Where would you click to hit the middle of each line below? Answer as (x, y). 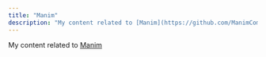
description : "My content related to (70, 23)
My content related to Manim (55, 45)
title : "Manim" (33, 15)
